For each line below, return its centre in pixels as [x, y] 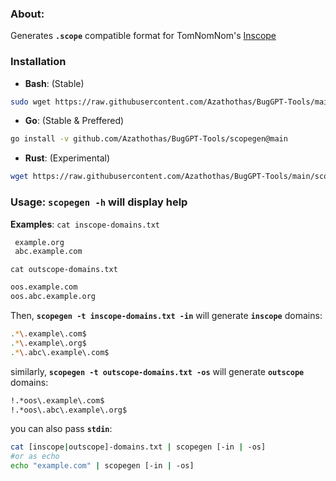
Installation [38, 62]
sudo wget [31, 102]
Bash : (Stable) [54, 83]
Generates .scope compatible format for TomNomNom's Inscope [143, 36]
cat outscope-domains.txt [64, 270]
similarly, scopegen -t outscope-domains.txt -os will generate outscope [157, 371]
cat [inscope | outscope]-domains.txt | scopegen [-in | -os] [138, 447]
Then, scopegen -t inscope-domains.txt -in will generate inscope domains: [166, 316]
